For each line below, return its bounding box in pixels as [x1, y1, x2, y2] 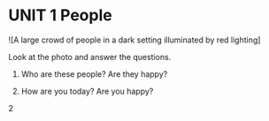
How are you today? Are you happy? [20, 86, 154, 96]
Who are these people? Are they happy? [20, 68, 168, 79]
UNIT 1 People [8, 5, 112, 26]
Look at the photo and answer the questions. [8, 51, 172, 62]
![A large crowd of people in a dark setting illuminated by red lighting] [8, 34, 261, 45]
